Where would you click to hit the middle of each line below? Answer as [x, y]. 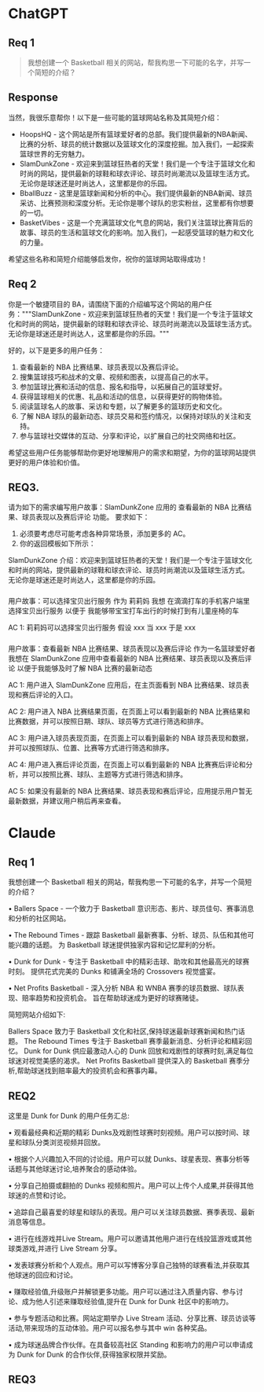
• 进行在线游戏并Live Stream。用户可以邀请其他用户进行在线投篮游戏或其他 [130, 1239]
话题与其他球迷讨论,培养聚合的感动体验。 [75, 1169]
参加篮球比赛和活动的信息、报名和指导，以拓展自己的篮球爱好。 [123, 387]
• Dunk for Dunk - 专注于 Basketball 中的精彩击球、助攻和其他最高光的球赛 [129, 962]
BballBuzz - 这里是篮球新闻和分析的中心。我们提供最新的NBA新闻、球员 [136, 193]
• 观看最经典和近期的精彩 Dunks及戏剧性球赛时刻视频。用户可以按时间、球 [129, 1133]
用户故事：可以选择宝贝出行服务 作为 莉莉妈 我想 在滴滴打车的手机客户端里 [129, 601]
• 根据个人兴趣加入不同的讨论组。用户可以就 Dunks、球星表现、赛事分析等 [129, 1159]
